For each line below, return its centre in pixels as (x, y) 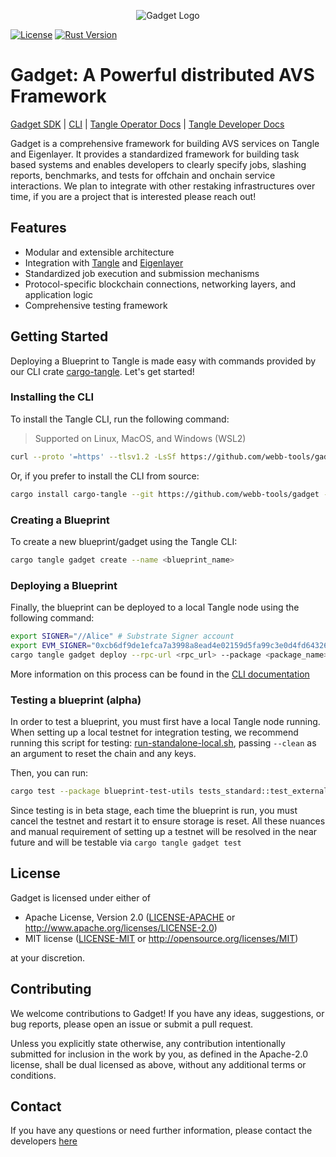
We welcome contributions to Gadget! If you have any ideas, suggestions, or (167, 1013)
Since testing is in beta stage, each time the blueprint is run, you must (154, 810)
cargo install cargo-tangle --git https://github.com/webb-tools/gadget (165, 494)
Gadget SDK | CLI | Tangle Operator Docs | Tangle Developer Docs (147, 124)
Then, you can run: (49, 773)
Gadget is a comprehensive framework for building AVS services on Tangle (165, 143)
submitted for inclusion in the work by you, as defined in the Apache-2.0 (159, 1054)
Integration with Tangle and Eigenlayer (104, 262)
